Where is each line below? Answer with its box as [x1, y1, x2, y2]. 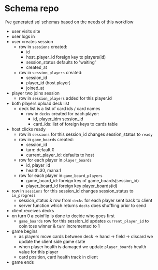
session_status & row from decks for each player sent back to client [18, 197, 153, 203]
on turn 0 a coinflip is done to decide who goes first [11, 213, 115, 219]
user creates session [11, 38, 54, 44]
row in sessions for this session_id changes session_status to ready [18, 131, 153, 137]
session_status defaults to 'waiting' [26, 59, 96, 65]
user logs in [11, 33, 35, 39]
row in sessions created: [18, 44, 68, 49]
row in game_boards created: [18, 136, 74, 142]
